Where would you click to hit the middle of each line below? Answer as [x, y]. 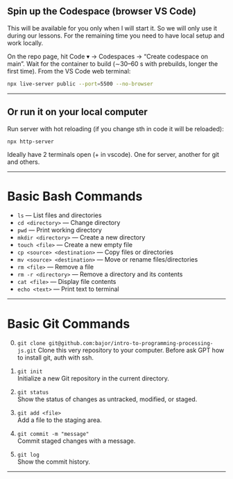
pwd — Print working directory [59, 230]
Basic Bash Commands [75, 196]
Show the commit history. [54, 462]
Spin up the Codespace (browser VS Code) [102, 11]
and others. [24, 162]
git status [33, 393]
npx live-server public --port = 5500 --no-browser [80, 84]
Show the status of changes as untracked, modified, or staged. [107, 399]
